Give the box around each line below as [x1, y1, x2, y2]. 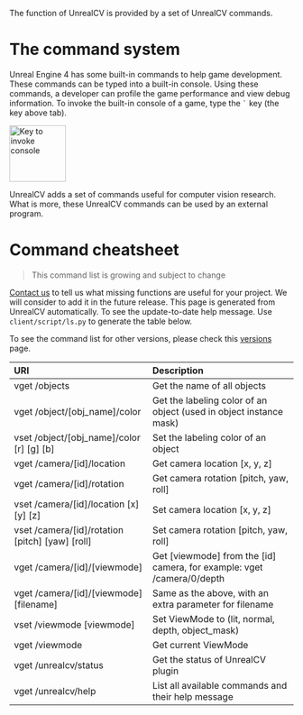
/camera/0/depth [151, 572, 225, 584]
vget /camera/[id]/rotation [14, 477, 124, 490]
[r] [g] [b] [14, 442, 55, 454]
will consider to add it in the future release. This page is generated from [9, 297, 276, 307]
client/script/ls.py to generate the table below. [9, 316, 192, 326]
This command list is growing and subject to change [31, 270, 226, 280]
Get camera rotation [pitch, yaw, [151, 472, 289, 484]
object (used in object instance [151, 405, 284, 417]
